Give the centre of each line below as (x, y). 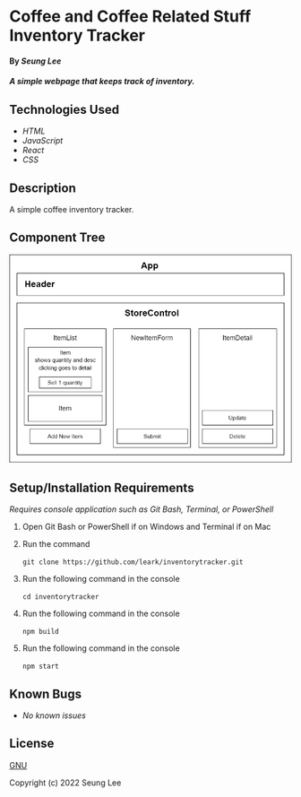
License (32, 744)
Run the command (56, 544)
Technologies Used (64, 109)
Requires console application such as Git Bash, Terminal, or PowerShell (142, 509)
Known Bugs (46, 693)
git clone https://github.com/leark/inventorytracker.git (133, 562)
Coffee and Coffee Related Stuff (130, 17)
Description (43, 188)
